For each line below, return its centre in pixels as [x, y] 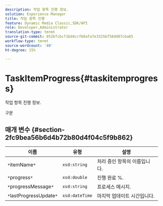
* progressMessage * [31, 187]
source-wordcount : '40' [29, 46]
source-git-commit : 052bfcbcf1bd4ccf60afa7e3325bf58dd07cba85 [69, 37]
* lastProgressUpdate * [33, 196]
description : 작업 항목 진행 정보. [37, 9]
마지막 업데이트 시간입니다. [126, 196]
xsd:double [75, 178]
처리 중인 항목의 [114, 161]
